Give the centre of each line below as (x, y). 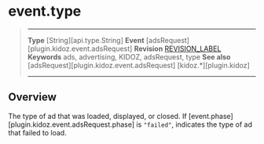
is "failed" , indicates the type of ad (194, 124)
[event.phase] (211, 116)
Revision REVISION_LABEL (178, 49)
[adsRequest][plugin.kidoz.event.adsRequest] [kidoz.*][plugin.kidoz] (138, 65)
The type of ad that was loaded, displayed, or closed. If (97, 116)
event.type (45, 11)
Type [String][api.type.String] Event (86, 40)
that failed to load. (37, 132)
